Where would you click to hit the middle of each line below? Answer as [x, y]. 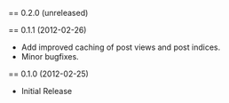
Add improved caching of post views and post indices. [121, 47]
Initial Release [47, 91]
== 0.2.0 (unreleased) [48, 13]
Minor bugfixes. [50, 56]
